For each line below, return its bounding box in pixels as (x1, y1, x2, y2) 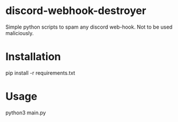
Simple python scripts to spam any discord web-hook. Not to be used (5, 23, 173, 30)
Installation (5, 50, 61, 64)
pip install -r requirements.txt (5, 69, 75, 76)
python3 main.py (5, 109, 46, 116)
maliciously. (5, 29, 34, 36)
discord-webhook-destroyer (5, 4, 146, 18)
